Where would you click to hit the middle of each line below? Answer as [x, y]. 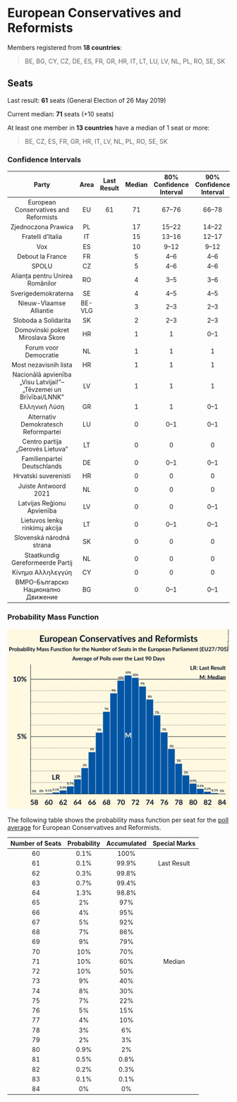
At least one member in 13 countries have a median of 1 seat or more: [109, 128]
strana [42, 545]
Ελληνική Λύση [42, 407]
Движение [42, 597]
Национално [42, 589]
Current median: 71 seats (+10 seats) [61, 114]
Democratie [42, 355]
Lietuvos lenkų [42, 520]
